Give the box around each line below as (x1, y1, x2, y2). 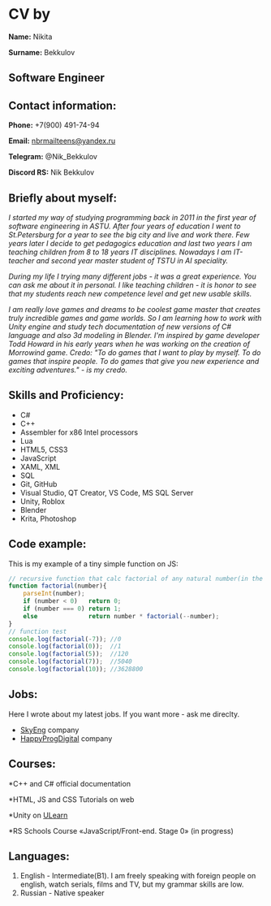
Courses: (8, 757, 57, 771)
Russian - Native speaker (19, 888, 105, 898)
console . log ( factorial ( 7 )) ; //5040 (8, 657, 132, 666)
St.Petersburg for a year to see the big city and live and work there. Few (8, 229, 250, 240)
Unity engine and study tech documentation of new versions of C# (8, 322, 232, 332)
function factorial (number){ (8, 582, 107, 590)
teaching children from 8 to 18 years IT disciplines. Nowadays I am (8, 247, 232, 257)
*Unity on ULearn (8, 810, 68, 820)
